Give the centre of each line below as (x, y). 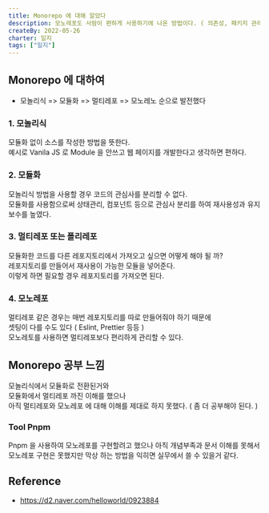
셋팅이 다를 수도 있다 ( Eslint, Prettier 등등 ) (76, 327)
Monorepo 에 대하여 (57, 80)
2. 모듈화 (25, 175)
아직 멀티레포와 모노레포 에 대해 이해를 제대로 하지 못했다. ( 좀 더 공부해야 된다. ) (133, 406)
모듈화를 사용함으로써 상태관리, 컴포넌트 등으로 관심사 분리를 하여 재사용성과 (127, 204)
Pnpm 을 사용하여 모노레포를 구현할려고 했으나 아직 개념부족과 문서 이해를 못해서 (134, 446)
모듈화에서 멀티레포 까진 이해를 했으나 (67, 395)
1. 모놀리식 (28, 123)
